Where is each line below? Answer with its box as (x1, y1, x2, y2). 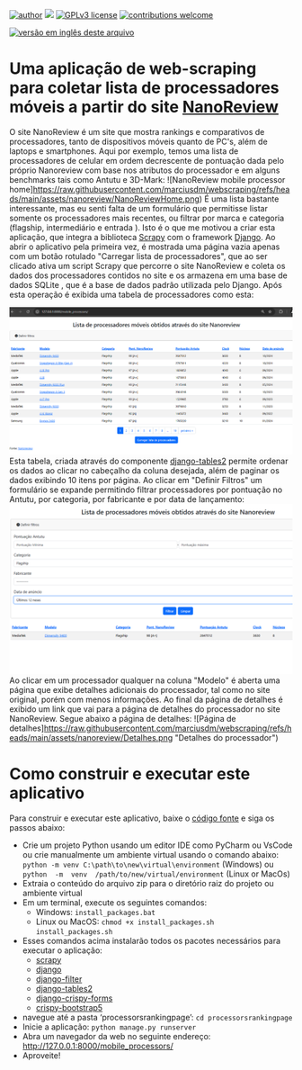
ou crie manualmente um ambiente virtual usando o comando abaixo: (22, 849, 280, 859)
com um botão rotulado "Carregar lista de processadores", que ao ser (9, 250, 268, 261)
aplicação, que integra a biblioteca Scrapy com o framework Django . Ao (9, 231, 276, 242)
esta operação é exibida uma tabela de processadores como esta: (9, 289, 254, 300)
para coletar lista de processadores (9, 77, 280, 98)
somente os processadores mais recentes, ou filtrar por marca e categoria (9, 212, 285, 223)
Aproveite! (22, 1049, 61, 1061)
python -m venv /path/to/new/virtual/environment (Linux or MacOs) (22, 868, 290, 879)
